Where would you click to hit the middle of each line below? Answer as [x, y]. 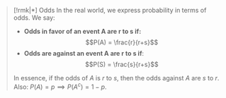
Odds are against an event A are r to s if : [84, 53]
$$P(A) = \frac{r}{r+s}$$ [122, 42]
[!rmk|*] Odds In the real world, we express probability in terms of [110, 10]
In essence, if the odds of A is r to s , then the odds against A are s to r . [116, 78]
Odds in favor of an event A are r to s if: [83, 31]
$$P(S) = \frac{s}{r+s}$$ [122, 64]
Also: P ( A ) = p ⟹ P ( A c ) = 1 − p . [60, 86]
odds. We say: [34, 18]
